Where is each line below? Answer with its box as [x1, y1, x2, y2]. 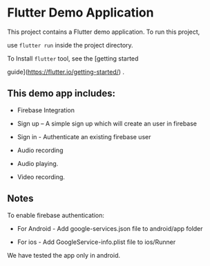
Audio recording [17, 146, 64, 154]
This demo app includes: [7, 88, 116, 99]
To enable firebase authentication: [7, 211, 105, 219]
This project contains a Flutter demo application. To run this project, [7, 28, 200, 36]
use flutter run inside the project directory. [7, 41, 133, 49]
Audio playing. [17, 159, 59, 167]
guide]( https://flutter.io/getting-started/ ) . [7, 68, 125, 76]
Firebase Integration [17, 105, 75, 114]
